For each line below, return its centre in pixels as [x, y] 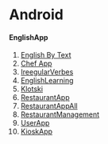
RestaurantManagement [60, 114]
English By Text [46, 55]
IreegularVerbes [47, 72]
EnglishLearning [47, 81]
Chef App [36, 64]
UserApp [35, 123]
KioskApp [37, 132]
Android [37, 15]
